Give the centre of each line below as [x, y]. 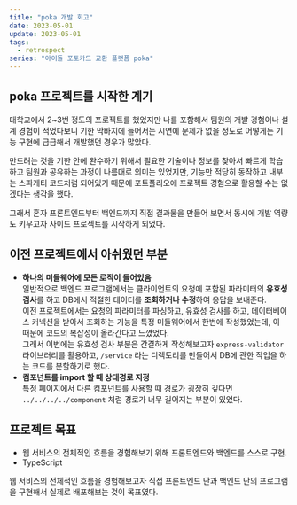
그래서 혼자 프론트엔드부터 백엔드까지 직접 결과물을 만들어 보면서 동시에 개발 [141, 213]
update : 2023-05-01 [45, 34]
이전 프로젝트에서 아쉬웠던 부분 [89, 255]
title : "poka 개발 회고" [51, 17]
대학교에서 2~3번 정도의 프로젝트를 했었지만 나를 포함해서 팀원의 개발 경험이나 [144, 120]
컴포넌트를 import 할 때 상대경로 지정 [86, 377]
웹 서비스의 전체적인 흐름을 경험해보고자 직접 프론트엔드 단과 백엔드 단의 [133, 481]
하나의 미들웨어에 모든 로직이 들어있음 [87, 277]
